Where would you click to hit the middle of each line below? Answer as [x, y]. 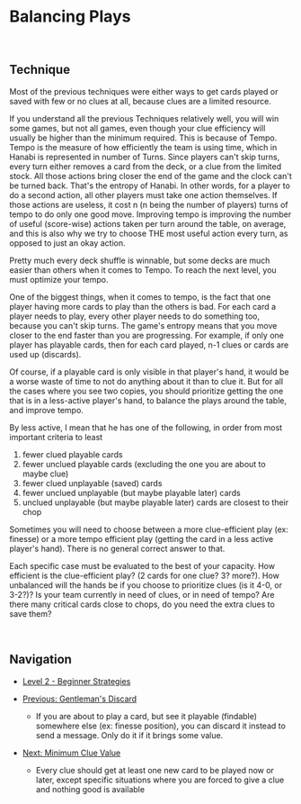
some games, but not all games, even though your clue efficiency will [137, 128]
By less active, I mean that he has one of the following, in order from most [146, 427]
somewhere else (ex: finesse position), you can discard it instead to [160, 726]
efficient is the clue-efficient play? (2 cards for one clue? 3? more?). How [145, 575]
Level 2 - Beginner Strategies [76, 681]
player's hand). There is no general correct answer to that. [117, 548]
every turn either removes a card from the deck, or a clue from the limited [146, 166]
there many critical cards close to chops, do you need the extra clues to [142, 604]
